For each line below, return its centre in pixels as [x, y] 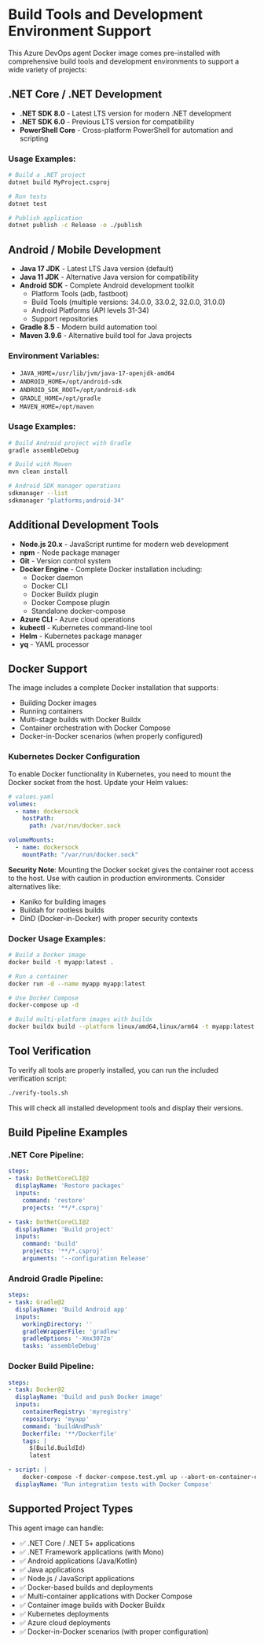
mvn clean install [38, 472]
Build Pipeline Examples [68, 1133]
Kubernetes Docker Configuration [74, 757]
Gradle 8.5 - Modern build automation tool [88, 327]
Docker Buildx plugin [65, 594]
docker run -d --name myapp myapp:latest [77, 984]
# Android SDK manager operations [65, 486]
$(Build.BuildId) [57, 1448]
